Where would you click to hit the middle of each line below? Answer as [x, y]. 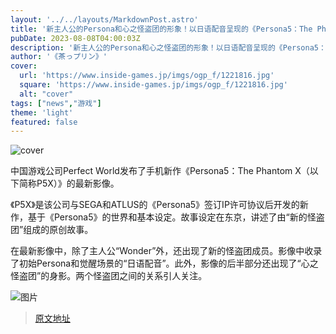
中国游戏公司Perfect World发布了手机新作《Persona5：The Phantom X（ [160, 171]
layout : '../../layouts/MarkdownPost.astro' [104, 19]
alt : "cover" [46, 94]
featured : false [44, 122]
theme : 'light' [42, 112]
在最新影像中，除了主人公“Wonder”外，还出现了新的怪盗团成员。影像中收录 [166, 251]
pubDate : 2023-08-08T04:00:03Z [75, 38]
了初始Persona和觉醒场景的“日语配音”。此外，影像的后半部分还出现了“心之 [164, 263]
